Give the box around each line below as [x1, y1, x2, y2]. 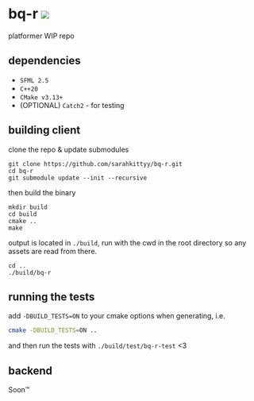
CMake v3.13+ [19, 93, 63, 102]
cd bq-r [8, 167, 34, 175]
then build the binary [8, 187, 76, 197]
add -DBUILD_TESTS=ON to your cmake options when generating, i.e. [8, 311, 226, 321]
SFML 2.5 [19, 76, 49, 84]
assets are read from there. [8, 246, 98, 256]
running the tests [8, 290, 95, 303]
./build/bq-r [8, 268, 52, 276]
